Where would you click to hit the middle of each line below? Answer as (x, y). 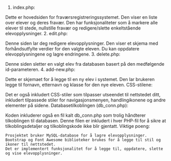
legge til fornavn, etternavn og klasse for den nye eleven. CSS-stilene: (79, 85)
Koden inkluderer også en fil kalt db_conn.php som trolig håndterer (76, 115)
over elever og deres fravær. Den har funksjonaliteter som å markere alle (82, 23)
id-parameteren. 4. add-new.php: (40, 69)
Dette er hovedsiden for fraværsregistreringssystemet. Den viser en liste (81, 17)
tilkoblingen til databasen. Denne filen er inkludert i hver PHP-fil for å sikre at (86, 121)
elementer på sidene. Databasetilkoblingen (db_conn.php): (67, 105)
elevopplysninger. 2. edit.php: (36, 33)
